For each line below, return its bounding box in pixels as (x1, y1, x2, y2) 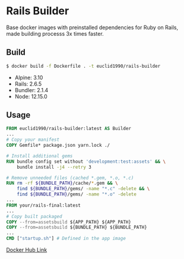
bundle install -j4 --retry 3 (17, 164, 92, 170)
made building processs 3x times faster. (6, 30, 104, 37)
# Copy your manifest (6, 137, 60, 143)
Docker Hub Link (6, 247, 47, 254)
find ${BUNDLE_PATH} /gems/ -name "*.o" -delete (17, 191, 137, 197)
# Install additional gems (6, 153, 73, 159)
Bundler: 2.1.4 (14, 86, 49, 93)
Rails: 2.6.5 (14, 80, 42, 87)
